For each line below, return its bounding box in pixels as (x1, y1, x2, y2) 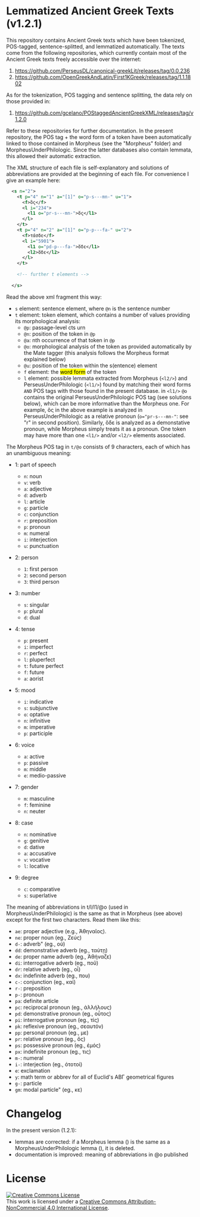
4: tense (14, 625, 36, 633)
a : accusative (23, 850, 57, 857)
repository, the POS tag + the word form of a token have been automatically (6, 133, 192, 141)
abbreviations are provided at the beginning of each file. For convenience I (6, 170, 189, 177)
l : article (23, 498, 45, 505)
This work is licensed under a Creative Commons (6, 1197, 127, 1205)
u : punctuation (23, 542, 60, 549)
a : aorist (23, 675, 43, 682)
